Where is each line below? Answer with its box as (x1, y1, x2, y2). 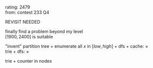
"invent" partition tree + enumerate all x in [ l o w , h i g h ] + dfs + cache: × (5, 43, 149, 49)
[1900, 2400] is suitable (5, 34, 53, 39)
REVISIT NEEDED (5, 19, 41, 25)
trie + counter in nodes (5, 58, 52, 64)
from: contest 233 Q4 (5, 9, 50, 15)
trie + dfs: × (5, 49, 29, 54)
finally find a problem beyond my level (5, 29, 83, 34)
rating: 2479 (5, 4, 30, 10)
